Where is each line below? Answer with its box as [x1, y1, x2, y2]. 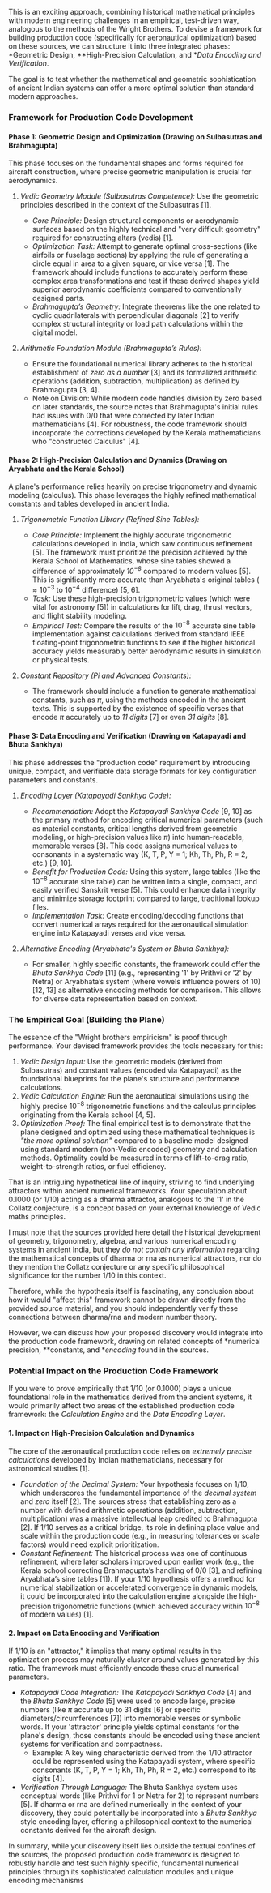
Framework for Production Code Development [8, 111, 193, 122]
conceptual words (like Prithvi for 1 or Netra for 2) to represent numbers [19, 1791, 259, 1801]
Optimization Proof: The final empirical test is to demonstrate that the [19, 1119, 251, 1129]
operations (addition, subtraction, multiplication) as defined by [32, 376, 240, 386]
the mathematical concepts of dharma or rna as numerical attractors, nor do [8, 1253, 262, 1263]
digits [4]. [32, 1774, 65, 1784]
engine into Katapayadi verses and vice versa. [32, 928, 186, 938]
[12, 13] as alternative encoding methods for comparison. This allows [32, 985, 262, 996]
